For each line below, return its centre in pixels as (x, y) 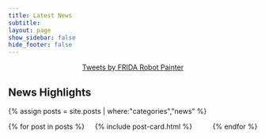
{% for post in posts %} (47, 126)
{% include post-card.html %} (143, 126)
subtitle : (25, 23)
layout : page (30, 30)
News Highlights (50, 92)
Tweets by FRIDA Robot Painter (133, 67)
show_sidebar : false (42, 38)
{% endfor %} (235, 126)
